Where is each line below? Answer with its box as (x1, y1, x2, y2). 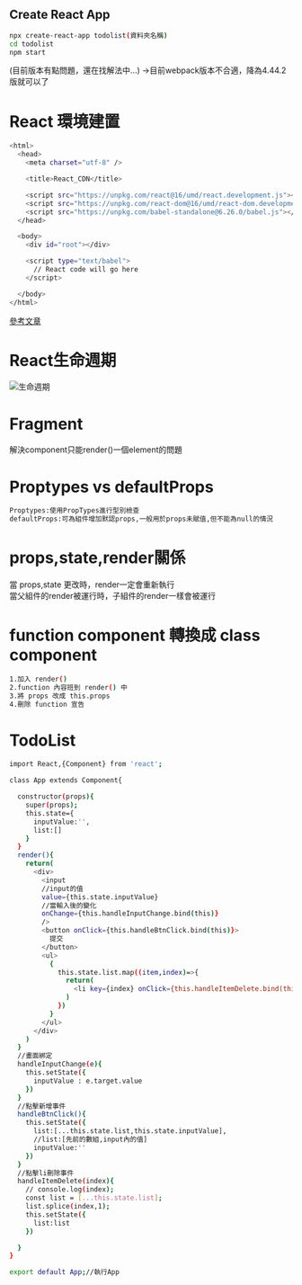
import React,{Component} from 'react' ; (9, 760, 164, 769)
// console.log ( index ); (25, 1185, 115, 1194)
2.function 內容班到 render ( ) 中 (9, 683, 128, 692)
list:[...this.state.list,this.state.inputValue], (32, 1127, 227, 1136)
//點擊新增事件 (17, 1102, 66, 1111)
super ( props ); (25, 800, 78, 809)
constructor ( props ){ (17, 792, 94, 801)
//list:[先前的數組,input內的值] (32, 1135, 148, 1144)
